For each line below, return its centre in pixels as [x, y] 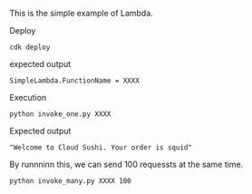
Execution [28, 97]
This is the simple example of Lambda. [82, 13]
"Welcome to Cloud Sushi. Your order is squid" [101, 148]
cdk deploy [30, 47]
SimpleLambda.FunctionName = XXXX [75, 81]
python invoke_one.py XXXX [60, 114]
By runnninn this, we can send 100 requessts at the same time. [126, 164]
